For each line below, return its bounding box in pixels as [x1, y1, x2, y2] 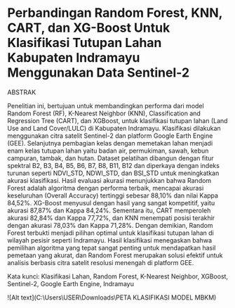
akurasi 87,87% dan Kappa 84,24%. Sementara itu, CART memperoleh [7, 206, 211, 214]
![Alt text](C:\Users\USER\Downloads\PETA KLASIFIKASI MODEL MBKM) [7, 293, 217, 302]
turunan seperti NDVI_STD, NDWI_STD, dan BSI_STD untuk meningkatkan [7, 169, 220, 177]
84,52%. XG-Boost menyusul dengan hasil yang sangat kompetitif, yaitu [7, 198, 215, 207]
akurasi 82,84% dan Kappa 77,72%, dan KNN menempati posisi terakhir [7, 213, 215, 222]
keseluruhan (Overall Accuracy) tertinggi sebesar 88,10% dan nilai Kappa [7, 191, 219, 200]
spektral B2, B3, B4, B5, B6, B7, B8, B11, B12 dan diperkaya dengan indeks [7, 161, 220, 169]
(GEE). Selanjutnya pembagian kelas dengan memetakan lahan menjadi [7, 139, 213, 147]
